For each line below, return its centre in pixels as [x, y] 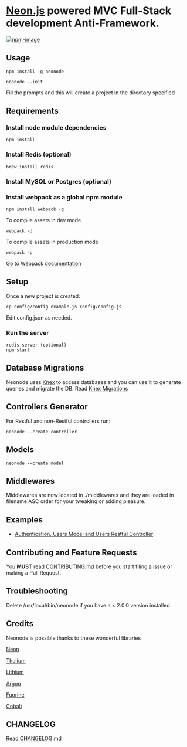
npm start [18, 350]
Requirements [32, 111]
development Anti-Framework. [83, 23]
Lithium [15, 672]
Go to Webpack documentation [44, 263]
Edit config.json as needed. [39, 317]
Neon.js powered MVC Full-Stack [89, 11]
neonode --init [25, 82]
